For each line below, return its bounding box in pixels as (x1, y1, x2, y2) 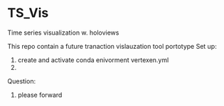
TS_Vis (7, 5, 49, 21)
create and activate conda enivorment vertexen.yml (17, 55, 169, 64)
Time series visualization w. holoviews (7, 28, 119, 37)
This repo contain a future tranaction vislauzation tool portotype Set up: (7, 42, 217, 50)
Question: (7, 76, 36, 86)
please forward (17, 90, 63, 99)
